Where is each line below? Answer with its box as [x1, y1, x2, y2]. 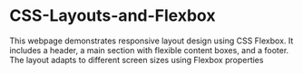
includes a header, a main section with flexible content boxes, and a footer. [9, 44, 289, 55]
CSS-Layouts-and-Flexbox [9, 5, 216, 26]
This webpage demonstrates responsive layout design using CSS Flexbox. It [9, 35, 294, 46]
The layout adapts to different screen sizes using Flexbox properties [9, 54, 264, 65]
